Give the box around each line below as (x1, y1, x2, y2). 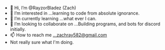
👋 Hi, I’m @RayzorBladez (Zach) (10, 5, 76, 11)
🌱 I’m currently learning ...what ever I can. (10, 16, 97, 21)
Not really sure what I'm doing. (10, 39, 74, 45)
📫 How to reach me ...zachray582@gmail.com (10, 32, 107, 38)
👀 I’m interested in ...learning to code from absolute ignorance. (10, 10, 140, 16)
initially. (10, 26, 26, 32)
